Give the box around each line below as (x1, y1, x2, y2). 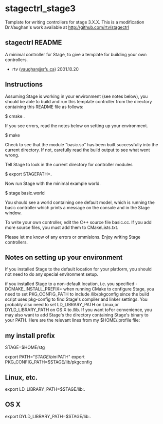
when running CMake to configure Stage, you (63, 286, 155, 292)
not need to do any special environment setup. (5, 271, 98, 277)
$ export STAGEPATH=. (5, 171, 52, 177)
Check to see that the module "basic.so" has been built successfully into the (5, 141, 158, 147)
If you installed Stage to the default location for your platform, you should (5, 266, 152, 272)
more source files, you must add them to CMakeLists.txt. (5, 224, 119, 230)
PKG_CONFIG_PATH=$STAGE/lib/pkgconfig (5, 359, 92, 365)
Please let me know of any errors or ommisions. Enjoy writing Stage (5, 234, 141, 240)
